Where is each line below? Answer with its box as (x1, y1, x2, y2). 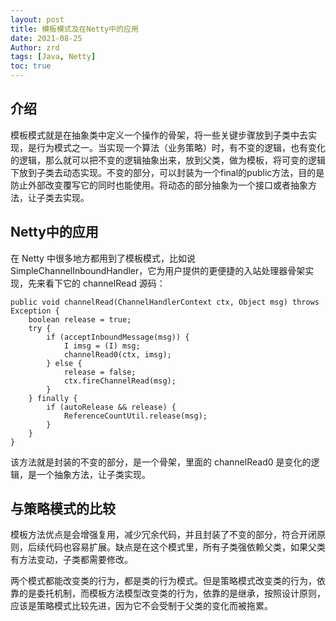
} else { (46, 358, 83, 368)
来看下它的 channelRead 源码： (36, 277, 166, 289)
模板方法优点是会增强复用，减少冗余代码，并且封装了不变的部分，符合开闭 (10, 529, 317, 541)
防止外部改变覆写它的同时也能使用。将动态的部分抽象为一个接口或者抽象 (10, 179, 308, 191)
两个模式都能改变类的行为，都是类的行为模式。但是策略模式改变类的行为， (10, 575, 317, 587)
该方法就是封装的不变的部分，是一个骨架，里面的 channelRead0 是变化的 (10, 456, 312, 468)
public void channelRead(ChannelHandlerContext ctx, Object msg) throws (10, 297, 320, 307)
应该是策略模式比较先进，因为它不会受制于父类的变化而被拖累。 (10, 600, 273, 612)
